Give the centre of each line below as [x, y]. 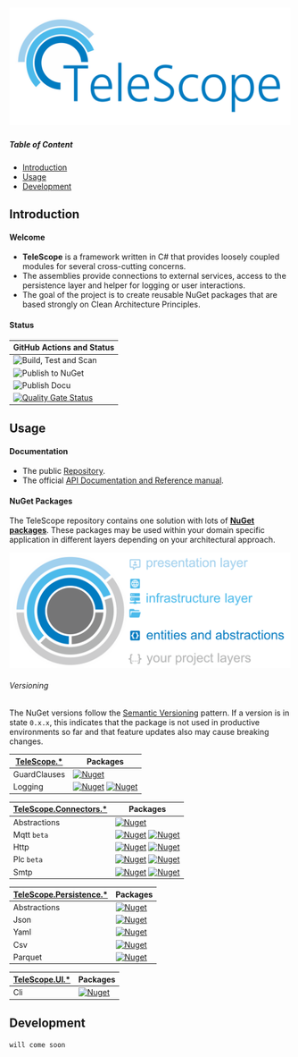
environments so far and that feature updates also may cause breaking [139, 732]
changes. [26, 741]
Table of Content [41, 145]
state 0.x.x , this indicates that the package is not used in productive [135, 723]
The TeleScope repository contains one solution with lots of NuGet [132, 520]
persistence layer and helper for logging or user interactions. [133, 285]
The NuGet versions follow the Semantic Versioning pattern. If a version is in [149, 713]
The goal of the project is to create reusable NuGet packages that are [150, 295]
